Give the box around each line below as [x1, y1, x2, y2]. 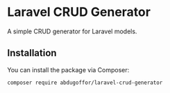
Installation [7, 47, 57, 59]
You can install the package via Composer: [7, 65, 130, 74]
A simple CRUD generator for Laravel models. [7, 27, 137, 35]
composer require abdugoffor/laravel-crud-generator [7, 79, 163, 86]
